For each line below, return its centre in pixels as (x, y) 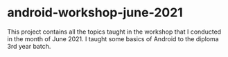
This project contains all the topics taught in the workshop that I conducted (114, 32)
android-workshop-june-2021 (95, 13)
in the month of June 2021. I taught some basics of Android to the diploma (113, 38)
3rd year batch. (29, 46)
